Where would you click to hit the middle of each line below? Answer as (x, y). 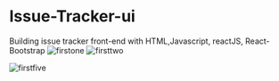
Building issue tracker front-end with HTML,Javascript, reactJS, (126, 41)
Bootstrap (28, 50)
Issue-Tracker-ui (72, 16)
